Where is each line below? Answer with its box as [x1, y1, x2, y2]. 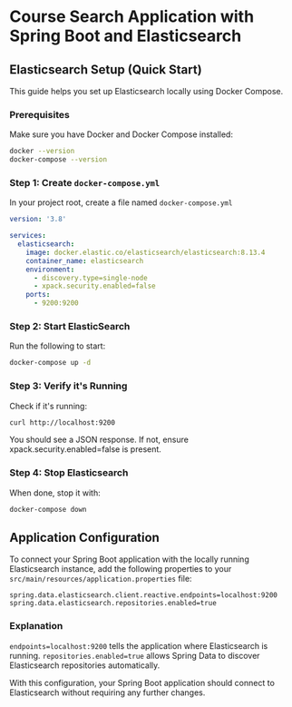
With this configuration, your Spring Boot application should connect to [9, 677, 275, 688]
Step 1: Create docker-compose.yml [9, 176, 161, 189]
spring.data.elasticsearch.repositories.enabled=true [9, 599, 218, 608]
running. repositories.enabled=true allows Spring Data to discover [9, 650, 260, 661]
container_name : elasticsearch [25, 256, 144, 265]
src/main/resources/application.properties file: [9, 574, 192, 584]
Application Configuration [9, 530, 161, 545]
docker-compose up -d [9, 358, 92, 368]
